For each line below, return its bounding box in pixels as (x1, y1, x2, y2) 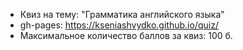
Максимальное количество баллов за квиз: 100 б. (19, 30, 233, 41)
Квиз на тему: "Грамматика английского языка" (19, 9, 225, 20)
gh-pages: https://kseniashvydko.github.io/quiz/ (19, 19, 219, 31)
